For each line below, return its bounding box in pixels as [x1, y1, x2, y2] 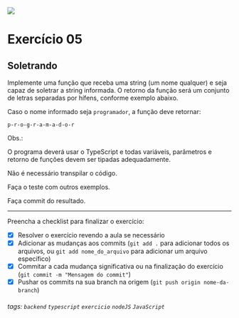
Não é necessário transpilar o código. [7, 169, 117, 178]
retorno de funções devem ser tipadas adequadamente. [7, 155, 171, 163]
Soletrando [7, 59, 58, 71]
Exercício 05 [7, 31, 83, 48]
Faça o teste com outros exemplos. [7, 183, 110, 191]
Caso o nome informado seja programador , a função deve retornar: [7, 108, 201, 116]
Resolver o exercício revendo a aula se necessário [17, 231, 165, 239]
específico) [17, 255, 51, 263]
